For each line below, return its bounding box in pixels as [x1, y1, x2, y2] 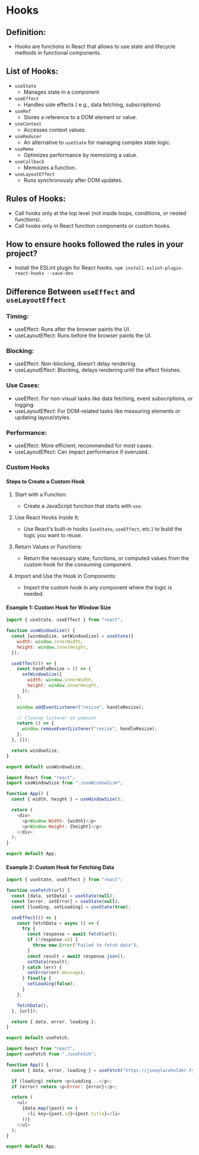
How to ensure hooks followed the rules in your [6, 240, 184, 250]
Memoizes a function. [23, 164, 77, 171]
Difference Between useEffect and [6, 286, 135, 296]
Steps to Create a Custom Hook [6, 478, 85, 485]
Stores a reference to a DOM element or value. [23, 113, 137, 120]
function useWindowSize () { [6, 628, 76, 634]
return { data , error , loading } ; [11, 1019, 97, 1025]
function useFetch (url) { [6, 888, 70, 894]
